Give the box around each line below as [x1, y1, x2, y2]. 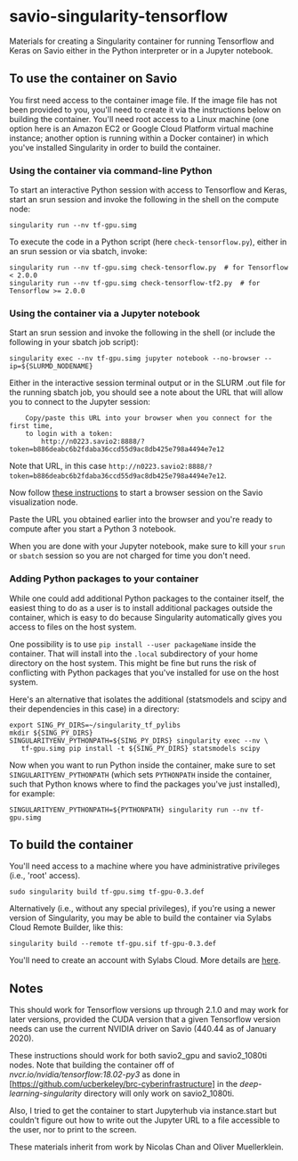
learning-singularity [9, 1088, 82, 1099]
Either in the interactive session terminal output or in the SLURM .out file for [9, 377, 286, 389]
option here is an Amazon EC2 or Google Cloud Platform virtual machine [9, 123, 274, 134]
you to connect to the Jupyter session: [9, 397, 151, 408]
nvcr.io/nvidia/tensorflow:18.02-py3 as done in [9, 1069, 181, 1080]
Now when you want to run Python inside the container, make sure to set [9, 760, 276, 770]
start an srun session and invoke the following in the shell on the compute [9, 194, 279, 205]
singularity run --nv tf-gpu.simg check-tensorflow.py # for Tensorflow [9, 263, 289, 273]
